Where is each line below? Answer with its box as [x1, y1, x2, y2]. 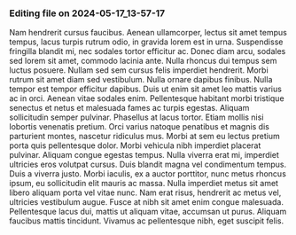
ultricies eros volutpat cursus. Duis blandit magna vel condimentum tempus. [9, 159, 287, 170]
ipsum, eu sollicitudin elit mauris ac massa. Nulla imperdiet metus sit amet [9, 178, 279, 189]
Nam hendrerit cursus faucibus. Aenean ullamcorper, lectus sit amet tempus [9, 27, 288, 38]
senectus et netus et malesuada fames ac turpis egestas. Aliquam [9, 103, 250, 114]
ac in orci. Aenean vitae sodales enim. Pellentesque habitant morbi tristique [9, 93, 285, 104]
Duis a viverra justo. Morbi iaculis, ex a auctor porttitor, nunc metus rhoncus [9, 168, 286, 179]
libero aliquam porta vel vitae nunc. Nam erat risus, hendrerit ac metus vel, [9, 187, 282, 198]
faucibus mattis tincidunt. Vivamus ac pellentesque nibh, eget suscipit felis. [9, 215, 284, 226]
